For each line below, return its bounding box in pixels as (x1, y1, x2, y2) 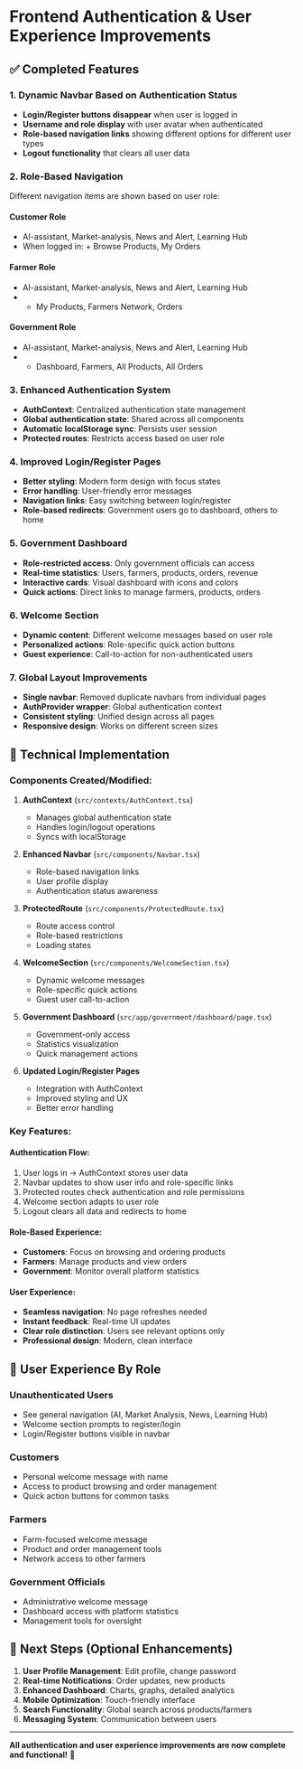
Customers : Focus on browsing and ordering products (22, 1247, 226, 1257)
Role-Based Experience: (9, 1227, 102, 1237)
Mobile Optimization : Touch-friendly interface (22, 1694, 196, 1705)
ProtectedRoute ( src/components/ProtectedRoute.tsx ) (22, 902, 225, 914)
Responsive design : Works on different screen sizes (22, 720, 218, 731)
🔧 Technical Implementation (9, 747, 170, 762)
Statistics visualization (35, 1038, 119, 1049)
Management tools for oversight (22, 1615, 142, 1626)
